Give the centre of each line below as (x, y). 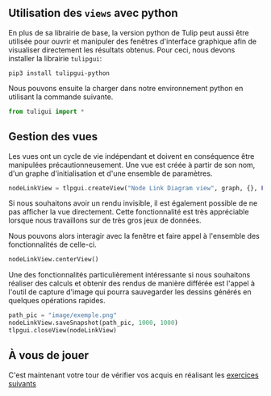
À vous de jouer (48, 355)
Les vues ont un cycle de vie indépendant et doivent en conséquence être (131, 156)
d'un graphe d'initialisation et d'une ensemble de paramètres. (110, 173)
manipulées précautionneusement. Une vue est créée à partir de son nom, (132, 165)
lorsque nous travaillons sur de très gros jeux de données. (105, 220)
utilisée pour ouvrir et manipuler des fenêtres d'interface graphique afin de (133, 41)
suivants (22, 383)
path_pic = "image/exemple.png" (63, 315)
